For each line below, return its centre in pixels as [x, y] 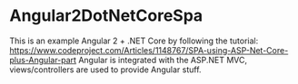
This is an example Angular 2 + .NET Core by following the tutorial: [134, 41]
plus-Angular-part [43, 60]
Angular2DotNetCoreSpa [106, 16]
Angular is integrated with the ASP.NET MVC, [163, 60]
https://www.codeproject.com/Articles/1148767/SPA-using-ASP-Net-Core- [149, 50]
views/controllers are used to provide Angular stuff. [105, 70]
